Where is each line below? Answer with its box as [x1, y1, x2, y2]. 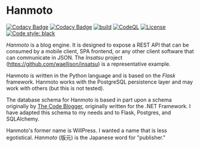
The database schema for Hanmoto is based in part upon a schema [6, 96, 172, 103]
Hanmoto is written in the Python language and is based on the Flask [6, 72, 176, 79]
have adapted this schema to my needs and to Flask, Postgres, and [6, 109, 171, 116]
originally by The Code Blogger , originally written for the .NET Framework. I [6, 102, 191, 109]
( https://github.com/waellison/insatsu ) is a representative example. [6, 60, 171, 68]
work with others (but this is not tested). [6, 84, 104, 91]
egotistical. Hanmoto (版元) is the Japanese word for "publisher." [6, 134, 166, 141]
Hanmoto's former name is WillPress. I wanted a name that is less [6, 127, 167, 134]
